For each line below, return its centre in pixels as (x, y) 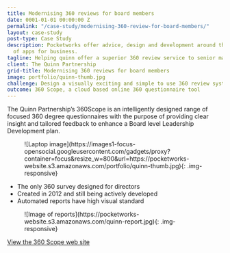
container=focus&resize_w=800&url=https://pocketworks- (107, 159)
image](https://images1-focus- (92, 144)
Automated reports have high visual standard (80, 201)
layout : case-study (35, 32)
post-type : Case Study (39, 39)
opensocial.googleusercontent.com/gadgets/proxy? (98, 152)
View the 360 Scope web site (49, 242)
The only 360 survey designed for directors (78, 187)
